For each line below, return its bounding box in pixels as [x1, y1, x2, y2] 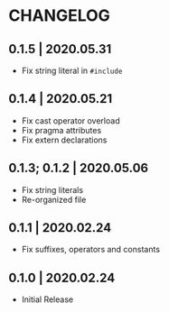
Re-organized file [21, 194, 87, 205]
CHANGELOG [8, 5, 110, 26]
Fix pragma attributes [21, 124, 102, 135]
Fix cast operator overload [21, 115, 120, 126]
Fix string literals [21, 184, 83, 195]
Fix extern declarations [21, 134, 108, 145]
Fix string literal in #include [21, 65, 123, 76]
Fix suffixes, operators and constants [21, 244, 160, 255]
